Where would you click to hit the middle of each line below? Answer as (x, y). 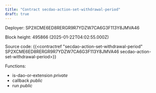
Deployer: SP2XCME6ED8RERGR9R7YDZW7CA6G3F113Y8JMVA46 (72, 27)
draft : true (17, 14)
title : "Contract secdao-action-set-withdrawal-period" (63, 9)
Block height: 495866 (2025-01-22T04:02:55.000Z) (57, 37)
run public (22, 85)
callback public (27, 80)
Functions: (16, 66)
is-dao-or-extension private (40, 75)
